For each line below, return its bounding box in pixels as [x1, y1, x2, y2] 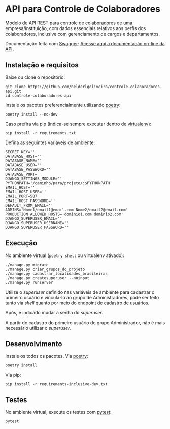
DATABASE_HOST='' [5, 154, 42, 159]
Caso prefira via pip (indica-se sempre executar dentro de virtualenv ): [5, 121, 152, 127]
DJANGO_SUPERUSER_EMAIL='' [5, 216, 62, 221]
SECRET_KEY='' [5, 149, 36, 154]
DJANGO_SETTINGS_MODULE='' [5, 176, 62, 181]
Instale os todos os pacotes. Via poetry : [5, 353, 88, 359]
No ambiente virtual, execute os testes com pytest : [5, 409, 112, 415]
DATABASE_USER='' [5, 162, 42, 168]
